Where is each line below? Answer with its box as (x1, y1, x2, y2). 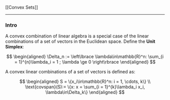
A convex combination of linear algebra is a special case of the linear (5, 33, 149, 39)
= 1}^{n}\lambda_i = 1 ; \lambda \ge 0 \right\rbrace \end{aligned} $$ (14, 59, 156, 65)
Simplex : (5, 44, 24, 50)
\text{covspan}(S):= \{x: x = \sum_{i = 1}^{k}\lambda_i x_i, (25, 84, 145, 90)
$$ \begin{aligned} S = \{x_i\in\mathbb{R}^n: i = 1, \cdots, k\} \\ (19, 78, 151, 85)
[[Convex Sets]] (5, 5, 38, 10)
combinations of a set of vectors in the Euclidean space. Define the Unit (5, 38, 155, 44)
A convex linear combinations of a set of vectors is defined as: (5, 69, 136, 75)
